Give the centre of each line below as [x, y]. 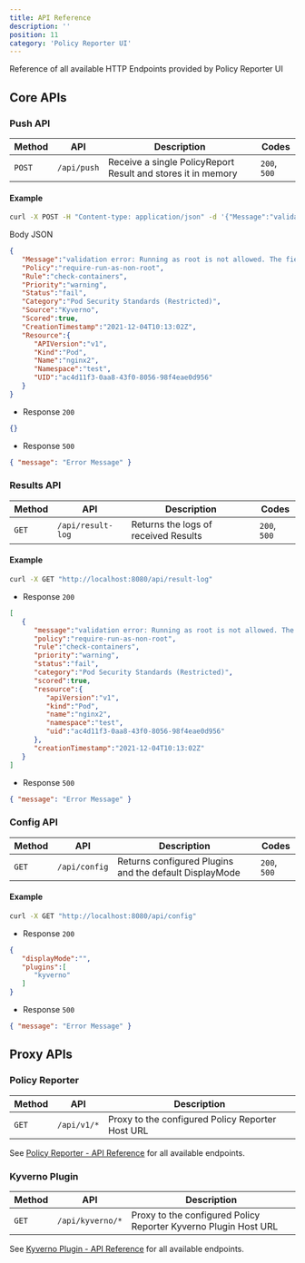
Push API [30, 123]
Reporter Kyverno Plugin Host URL [205, 1226]
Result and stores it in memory [172, 173]
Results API [35, 485]
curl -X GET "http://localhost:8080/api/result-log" [111, 580]
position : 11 [34, 34]
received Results [167, 535]
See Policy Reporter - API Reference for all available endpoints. [127, 1152]
